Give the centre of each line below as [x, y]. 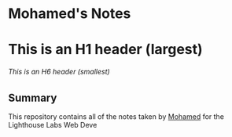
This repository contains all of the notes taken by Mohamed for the [116, 117]
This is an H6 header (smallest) [59, 71]
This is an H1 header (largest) [105, 50]
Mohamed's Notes [70, 14]
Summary [33, 97]
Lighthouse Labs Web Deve [53, 125]
